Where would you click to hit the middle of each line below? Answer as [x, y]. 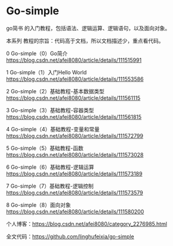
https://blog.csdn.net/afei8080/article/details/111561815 [74, 116]
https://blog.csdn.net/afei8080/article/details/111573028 [75, 154]
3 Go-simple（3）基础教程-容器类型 [50, 110]
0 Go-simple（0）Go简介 [37, 53]
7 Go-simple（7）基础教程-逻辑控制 [50, 186]
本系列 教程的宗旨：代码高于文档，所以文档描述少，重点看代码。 [85, 40]
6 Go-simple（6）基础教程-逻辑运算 [50, 167]
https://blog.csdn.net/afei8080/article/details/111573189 [74, 174]
